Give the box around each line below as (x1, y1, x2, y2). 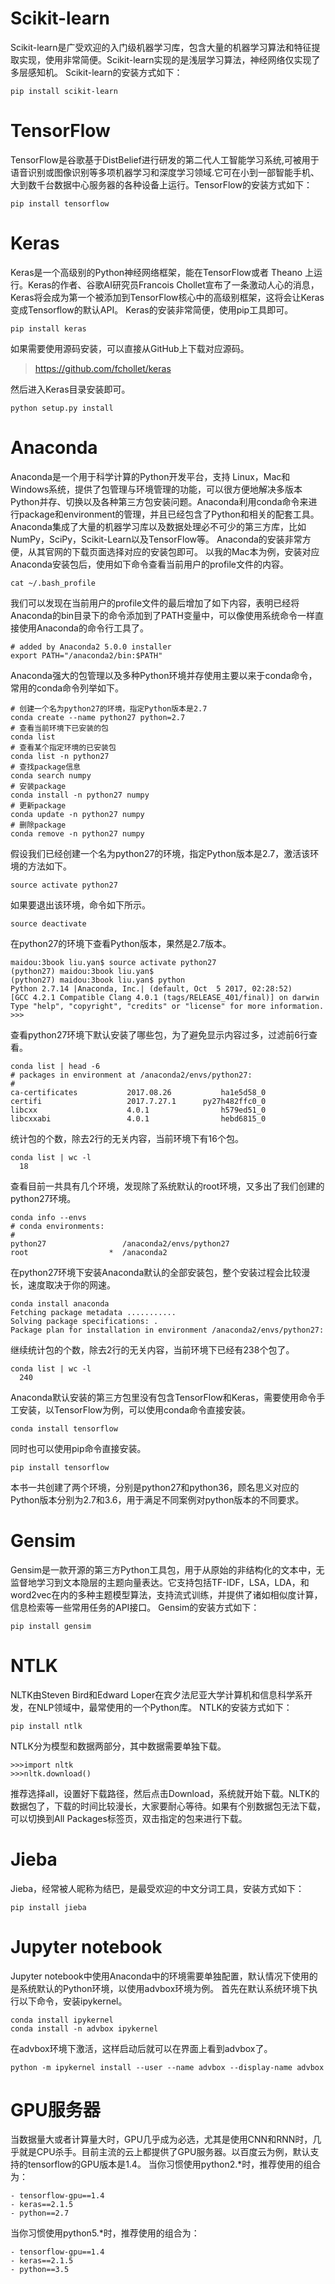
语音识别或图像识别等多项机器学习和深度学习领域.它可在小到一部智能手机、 (10, 166, 320, 178)
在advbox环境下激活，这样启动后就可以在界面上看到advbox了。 (10, 2042, 273, 2054)
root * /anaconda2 (10, 1247, 168, 1257)
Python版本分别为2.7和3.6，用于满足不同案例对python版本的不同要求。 (10, 1493, 305, 1506)
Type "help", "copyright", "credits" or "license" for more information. (10, 1001, 325, 1011)
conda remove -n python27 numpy (10, 828, 145, 839)
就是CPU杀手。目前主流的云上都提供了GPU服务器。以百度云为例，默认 (18, 2146, 311, 2158)
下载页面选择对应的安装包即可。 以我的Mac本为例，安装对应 (71, 545, 320, 557)
